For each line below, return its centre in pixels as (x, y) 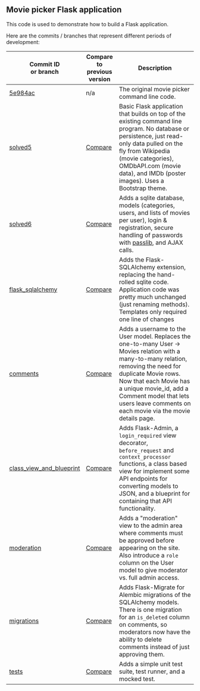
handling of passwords (151, 235)
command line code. (147, 97)
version (99, 79)
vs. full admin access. (149, 577)
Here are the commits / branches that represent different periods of (89, 36)
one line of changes (146, 319)
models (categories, (147, 205)
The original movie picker (154, 89)
